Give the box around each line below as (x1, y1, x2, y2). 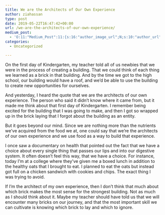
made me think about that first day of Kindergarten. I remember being (5, 102, 146, 108)
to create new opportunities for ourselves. (5, 82, 90, 89)
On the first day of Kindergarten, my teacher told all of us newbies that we (5, 61, 155, 67)
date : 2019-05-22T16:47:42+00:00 (5, 21, 74, 26)
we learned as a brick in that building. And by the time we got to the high (5, 72, 152, 78)
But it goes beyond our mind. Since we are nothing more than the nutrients (5, 123, 156, 128)
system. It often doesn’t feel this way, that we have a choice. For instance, (5, 153, 155, 159)
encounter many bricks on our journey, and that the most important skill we (5, 199, 157, 205)
